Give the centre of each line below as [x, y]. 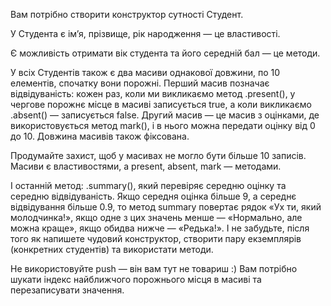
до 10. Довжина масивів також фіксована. [100, 136]
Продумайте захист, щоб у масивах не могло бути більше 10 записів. [158, 155]
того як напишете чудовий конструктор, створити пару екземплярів [156, 238]
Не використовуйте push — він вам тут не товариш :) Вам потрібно [154, 268]
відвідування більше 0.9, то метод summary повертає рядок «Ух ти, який [166, 207]
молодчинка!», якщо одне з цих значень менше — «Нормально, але [156, 217]
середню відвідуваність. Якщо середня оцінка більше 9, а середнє [153, 196]
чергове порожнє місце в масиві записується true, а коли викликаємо [161, 104]
